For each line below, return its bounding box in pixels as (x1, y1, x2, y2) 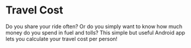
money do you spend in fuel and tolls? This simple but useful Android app (5, 29, 185, 36)
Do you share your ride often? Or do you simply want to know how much (5, 23, 183, 30)
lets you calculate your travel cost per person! (5, 35, 118, 42)
